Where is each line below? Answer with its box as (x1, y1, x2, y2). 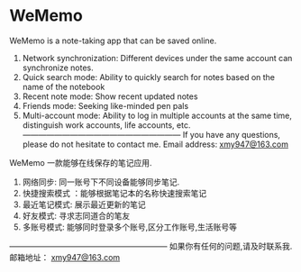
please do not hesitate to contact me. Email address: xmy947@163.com (22, 139, 288, 150)
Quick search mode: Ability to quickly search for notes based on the (22, 71, 276, 82)
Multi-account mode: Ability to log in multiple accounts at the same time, (22, 110, 293, 121)
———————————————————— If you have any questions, (22, 129, 281, 140)
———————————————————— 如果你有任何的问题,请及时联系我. (9, 240, 293, 251)
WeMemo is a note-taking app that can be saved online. (9, 35, 217, 46)
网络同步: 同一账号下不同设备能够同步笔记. (22, 177, 180, 187)
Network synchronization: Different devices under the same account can (22, 52, 293, 63)
